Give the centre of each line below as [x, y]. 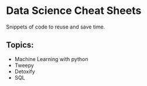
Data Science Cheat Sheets [74, 11]
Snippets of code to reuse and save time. [56, 27]
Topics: [20, 45]
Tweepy [24, 65]
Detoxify [25, 71]
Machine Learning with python [51, 59]
